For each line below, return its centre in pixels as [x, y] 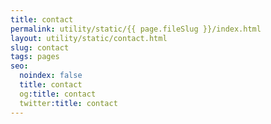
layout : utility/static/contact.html [89, 38]
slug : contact [40, 47]
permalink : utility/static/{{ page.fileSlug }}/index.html [136, 29]
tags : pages [35, 57]
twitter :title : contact [68, 103]
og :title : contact [58, 94]
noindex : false [51, 76]
